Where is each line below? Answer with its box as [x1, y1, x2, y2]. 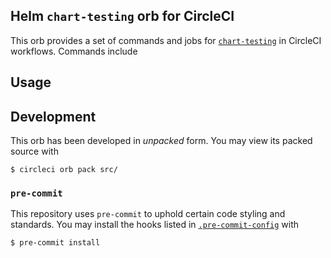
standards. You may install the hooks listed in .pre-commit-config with [10, 219, 300, 231]
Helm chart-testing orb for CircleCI [10, 8, 235, 25]
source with [10, 145, 59, 158]
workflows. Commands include [10, 45, 138, 57]
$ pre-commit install [10, 238, 101, 248]
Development [10, 108, 97, 125]
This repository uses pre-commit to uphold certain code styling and [10, 208, 286, 220]
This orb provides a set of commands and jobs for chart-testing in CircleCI [10, 34, 322, 46]
